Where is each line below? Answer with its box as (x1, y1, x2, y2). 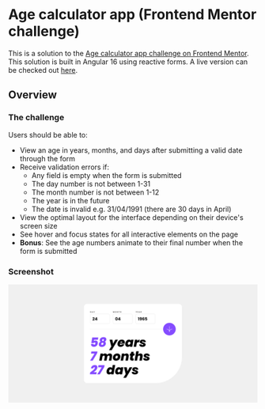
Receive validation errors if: (19, 162, 109, 172)
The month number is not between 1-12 (31, 187, 160, 197)
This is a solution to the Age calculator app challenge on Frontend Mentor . (8, 48, 249, 58)
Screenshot (8, 266, 54, 277)
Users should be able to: (8, 130, 89, 139)
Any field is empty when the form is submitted (31, 170, 182, 180)
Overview (8, 89, 58, 102)
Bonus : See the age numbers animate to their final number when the (19, 237, 244, 247)
